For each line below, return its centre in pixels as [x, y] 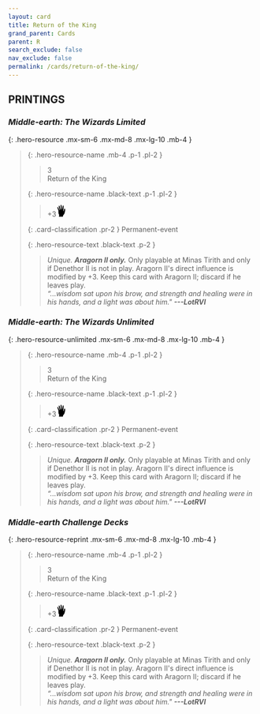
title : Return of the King [52, 25]
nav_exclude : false [40, 58]
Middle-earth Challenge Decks [69, 522]
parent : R [24, 42]
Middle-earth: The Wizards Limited [77, 122]
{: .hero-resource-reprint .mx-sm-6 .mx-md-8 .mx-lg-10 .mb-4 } [112, 539]
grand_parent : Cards [42, 33]
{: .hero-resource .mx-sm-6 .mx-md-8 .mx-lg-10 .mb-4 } [100, 139]
